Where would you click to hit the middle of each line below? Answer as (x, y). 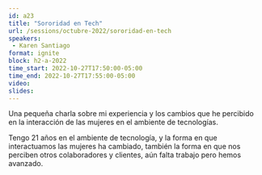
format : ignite (34, 53)
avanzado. (26, 164)
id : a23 (21, 16)
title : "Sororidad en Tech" (56, 23)
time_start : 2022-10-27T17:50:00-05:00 (76, 69)
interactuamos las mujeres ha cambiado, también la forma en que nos (125, 147)
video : (19, 83)
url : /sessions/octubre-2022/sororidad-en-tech (90, 31)
